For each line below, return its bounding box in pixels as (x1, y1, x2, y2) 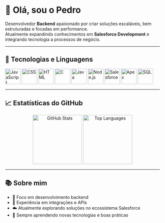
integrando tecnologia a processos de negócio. (5, 36, 101, 42)
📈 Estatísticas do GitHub (5, 99, 83, 107)
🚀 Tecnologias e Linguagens (5, 55, 93, 64)
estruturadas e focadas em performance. (5, 26, 88, 32)
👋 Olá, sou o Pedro (5, 4, 81, 16)
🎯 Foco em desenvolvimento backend (12, 194, 89, 200)
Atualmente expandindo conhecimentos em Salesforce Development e (5, 31, 150, 37)
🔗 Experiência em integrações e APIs (12, 199, 87, 206)
